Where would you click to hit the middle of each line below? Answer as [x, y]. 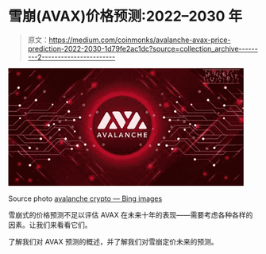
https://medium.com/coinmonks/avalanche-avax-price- [140, 40]
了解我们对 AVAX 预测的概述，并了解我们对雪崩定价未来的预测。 [113, 241]
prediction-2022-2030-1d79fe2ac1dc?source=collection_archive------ [143, 48]
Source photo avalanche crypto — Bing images [85, 198]
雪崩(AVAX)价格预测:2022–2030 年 [125, 16]
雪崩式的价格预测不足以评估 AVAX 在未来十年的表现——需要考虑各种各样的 [131, 214]
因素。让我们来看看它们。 [50, 225]
